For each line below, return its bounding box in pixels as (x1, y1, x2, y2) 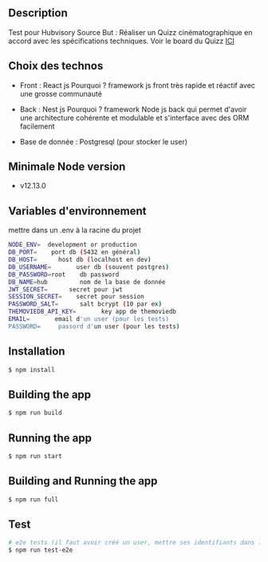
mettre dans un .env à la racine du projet (8, 225, 142, 235)
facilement (19, 121, 55, 131)
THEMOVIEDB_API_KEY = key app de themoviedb (8, 307, 177, 316)
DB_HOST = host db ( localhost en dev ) (8, 255, 152, 263)
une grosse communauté (19, 89, 102, 98)
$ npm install (8, 366, 56, 374)
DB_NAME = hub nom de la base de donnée (8, 278, 166, 286)
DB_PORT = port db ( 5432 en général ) (8, 248, 141, 256)
